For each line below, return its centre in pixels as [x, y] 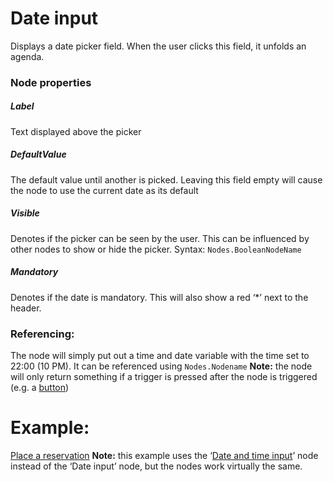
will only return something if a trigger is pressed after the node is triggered [164, 377]
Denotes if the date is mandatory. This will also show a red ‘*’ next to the [159, 297]
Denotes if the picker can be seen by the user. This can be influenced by [160, 238]
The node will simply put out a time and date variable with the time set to [160, 356]
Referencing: [42, 334]
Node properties [51, 82]
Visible [25, 213]
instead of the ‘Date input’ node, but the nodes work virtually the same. [156, 466]
